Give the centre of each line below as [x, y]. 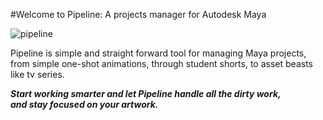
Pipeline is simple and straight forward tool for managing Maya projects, [158, 53]
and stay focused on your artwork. [84, 104]
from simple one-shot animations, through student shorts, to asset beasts [161, 63]
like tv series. [37, 74]
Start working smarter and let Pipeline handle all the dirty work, [146, 93]
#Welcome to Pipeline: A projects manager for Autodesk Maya [138, 14]
